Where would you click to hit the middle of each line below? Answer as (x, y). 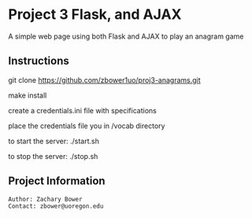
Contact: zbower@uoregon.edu (56, 206)
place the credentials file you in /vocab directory (87, 126)
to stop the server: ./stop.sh (53, 156)
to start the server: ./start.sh (54, 141)
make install (28, 95)
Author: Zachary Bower (45, 199)
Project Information (57, 181)
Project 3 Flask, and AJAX (95, 15)
